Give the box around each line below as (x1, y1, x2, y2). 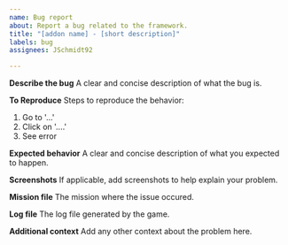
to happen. (9, 157, 49, 168)
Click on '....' (21, 121, 67, 133)
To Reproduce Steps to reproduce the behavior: (9, 95, 184, 106)
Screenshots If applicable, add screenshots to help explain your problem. (9, 174, 278, 186)
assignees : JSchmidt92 (9, 46, 93, 55)
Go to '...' (21, 112, 55, 123)
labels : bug (9, 37, 53, 47)
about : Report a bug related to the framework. (9, 21, 189, 30)
